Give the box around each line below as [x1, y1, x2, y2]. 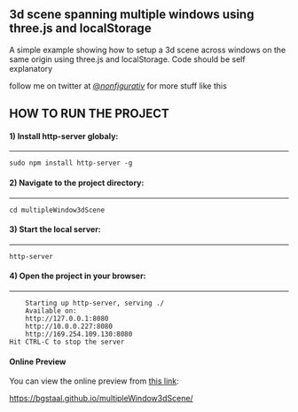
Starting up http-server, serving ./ [25, 299, 165, 308]
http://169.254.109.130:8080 [25, 330, 133, 339]
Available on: [25, 307, 77, 315]
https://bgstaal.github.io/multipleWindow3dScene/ [9, 393, 193, 404]
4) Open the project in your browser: [9, 270, 146, 282]
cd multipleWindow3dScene [9, 206, 105, 214]
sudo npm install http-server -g [9, 159, 133, 167]
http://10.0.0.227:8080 [25, 323, 114, 331]
